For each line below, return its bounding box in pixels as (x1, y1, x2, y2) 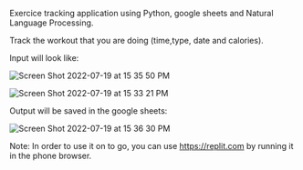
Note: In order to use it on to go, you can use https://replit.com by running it (9, 141, 294, 151)
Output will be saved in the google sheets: (9, 105, 168, 116)
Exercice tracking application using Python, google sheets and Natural (9, 8, 274, 18)
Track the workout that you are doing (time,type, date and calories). (9, 35, 265, 45)
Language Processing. (9, 17, 94, 28)
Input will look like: (9, 53, 79, 63)
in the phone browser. (9, 150, 92, 161)
